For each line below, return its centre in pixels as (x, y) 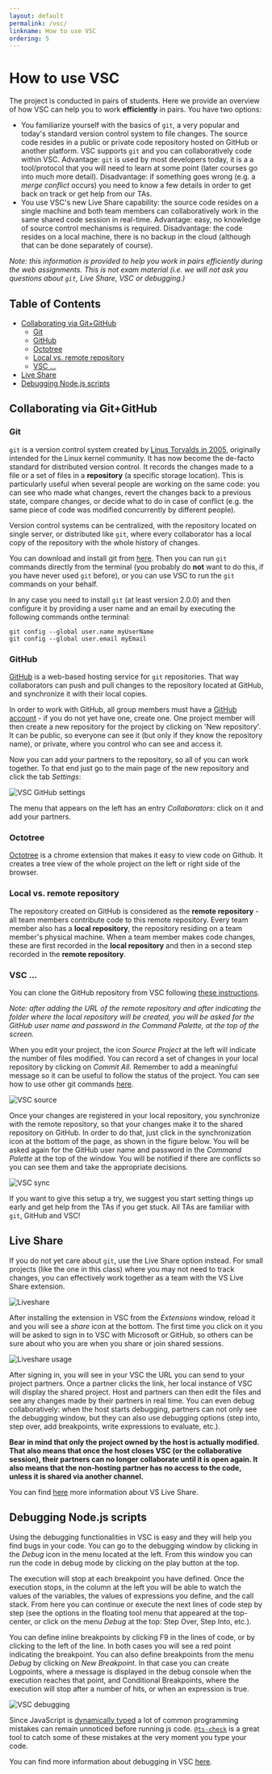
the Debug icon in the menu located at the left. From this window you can (131, 1554)
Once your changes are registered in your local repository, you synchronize (135, 1115)
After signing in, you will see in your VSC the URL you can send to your (127, 1374)
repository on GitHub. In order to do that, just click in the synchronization (130, 1133)
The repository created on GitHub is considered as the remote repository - (134, 911)
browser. (24, 872)
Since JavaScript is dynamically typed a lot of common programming (124, 1720)
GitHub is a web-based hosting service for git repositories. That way (124, 676)
